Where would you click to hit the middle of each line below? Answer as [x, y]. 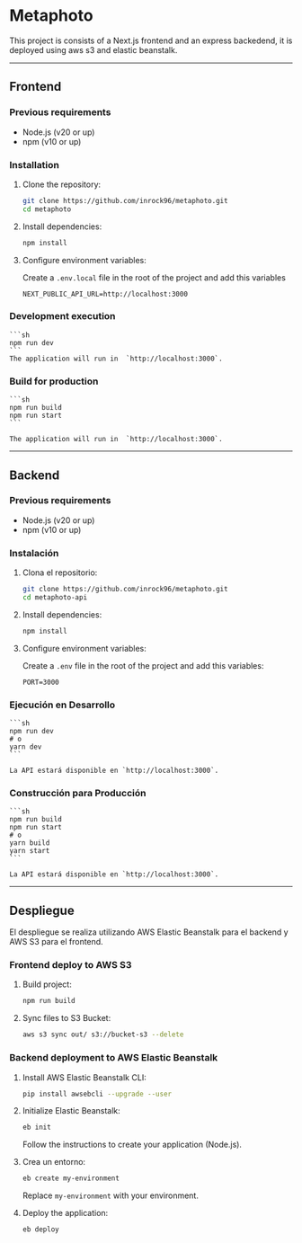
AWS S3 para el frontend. [56, 942]
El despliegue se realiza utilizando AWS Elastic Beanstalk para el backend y [149, 932]
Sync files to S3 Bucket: [67, 1018]
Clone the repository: [62, 184]
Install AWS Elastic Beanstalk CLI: [84, 1077]
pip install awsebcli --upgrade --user [97, 1094]
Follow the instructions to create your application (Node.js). [132, 1145]
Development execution [62, 316]
